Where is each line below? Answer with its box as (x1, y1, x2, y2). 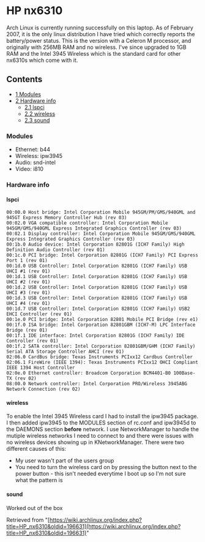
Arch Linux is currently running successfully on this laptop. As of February (6, 24, 194, 31)
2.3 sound (24, 116, 50, 124)
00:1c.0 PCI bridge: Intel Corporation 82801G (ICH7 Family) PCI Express (6, 252, 199, 258)
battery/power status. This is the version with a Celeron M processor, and (6, 37, 192, 44)
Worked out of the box (6, 504, 63, 511)
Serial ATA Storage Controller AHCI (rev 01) (6, 348, 124, 355)
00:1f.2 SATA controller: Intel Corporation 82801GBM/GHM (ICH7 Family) (6, 344, 196, 350)
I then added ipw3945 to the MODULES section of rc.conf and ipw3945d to (6, 419, 196, 426)
